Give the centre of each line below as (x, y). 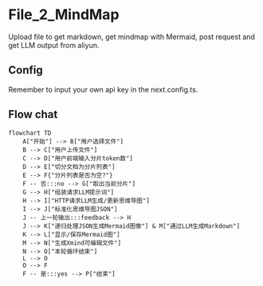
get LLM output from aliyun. (54, 45)
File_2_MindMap (64, 15)
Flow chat (33, 114)
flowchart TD (30, 133)
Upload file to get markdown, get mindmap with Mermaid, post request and (131, 37)
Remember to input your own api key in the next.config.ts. (103, 89)
